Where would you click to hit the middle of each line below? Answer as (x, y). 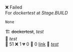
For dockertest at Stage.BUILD (37, 13)
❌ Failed (14, 7)
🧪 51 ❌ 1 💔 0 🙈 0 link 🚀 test (32, 44)
